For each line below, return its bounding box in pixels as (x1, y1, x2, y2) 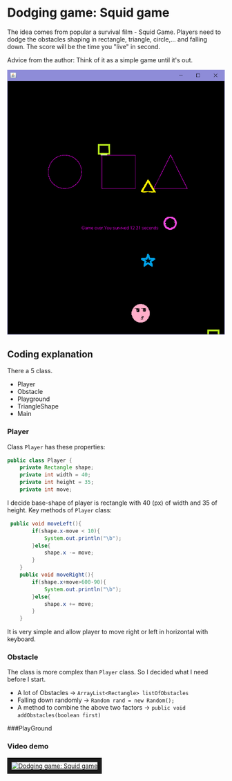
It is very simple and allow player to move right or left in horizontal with (7, 628, 209, 636)
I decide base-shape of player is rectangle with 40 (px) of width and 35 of (7, 499, 217, 507)
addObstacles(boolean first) (17, 712, 101, 719)
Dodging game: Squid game (7, 5, 170, 21)
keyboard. (7, 635, 36, 643)
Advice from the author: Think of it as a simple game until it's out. (7, 55, 193, 64)
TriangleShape (17, 402, 59, 411)
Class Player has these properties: (7, 442, 106, 451)
